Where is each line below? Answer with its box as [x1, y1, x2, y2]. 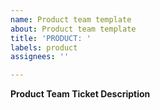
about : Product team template [10, 24, 137, 34]
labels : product [10, 42, 78, 53]
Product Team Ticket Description [10, 88, 151, 100]
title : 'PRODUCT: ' [10, 33, 92, 43]
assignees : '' [10, 52, 70, 62]
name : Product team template [10, 14, 132, 25]
